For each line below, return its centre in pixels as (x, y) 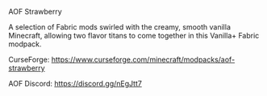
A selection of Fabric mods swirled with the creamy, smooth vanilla (120, 27)
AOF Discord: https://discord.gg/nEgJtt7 (75, 84)
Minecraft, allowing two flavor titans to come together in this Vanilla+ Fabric (134, 36)
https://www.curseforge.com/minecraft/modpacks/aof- (143, 60)
